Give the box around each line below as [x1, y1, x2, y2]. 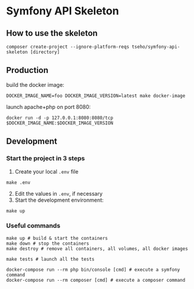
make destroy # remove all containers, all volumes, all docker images [6, 245, 188, 252]
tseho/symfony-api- [131, 44, 180, 50]
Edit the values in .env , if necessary [14, 190, 103, 197]
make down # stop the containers [6, 241, 90, 247]
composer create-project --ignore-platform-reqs [6, 44, 130, 50]
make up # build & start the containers [6, 235, 109, 241]
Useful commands [6, 221, 61, 230]
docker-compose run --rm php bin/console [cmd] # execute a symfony [6, 266, 180, 273]
